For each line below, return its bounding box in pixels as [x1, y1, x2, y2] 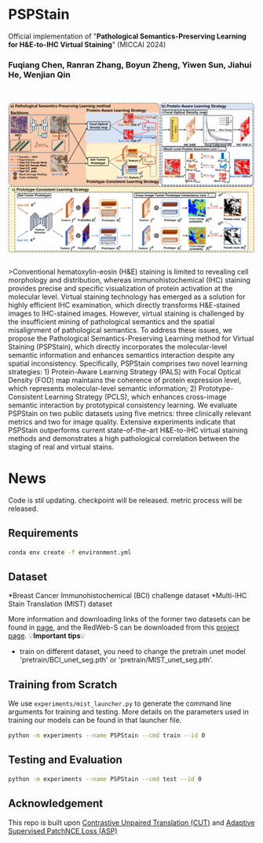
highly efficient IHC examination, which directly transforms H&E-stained [8, 300, 241, 309]
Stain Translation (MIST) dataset [8, 599, 112, 609]
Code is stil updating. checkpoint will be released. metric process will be [8, 495, 243, 505]
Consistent [8, 392, 43, 401]
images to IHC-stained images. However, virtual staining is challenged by [8, 308, 245, 318]
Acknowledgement [8, 797, 104, 810]
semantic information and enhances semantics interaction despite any [8, 350, 236, 359]
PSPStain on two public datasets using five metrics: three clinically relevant [8, 408, 251, 418]
